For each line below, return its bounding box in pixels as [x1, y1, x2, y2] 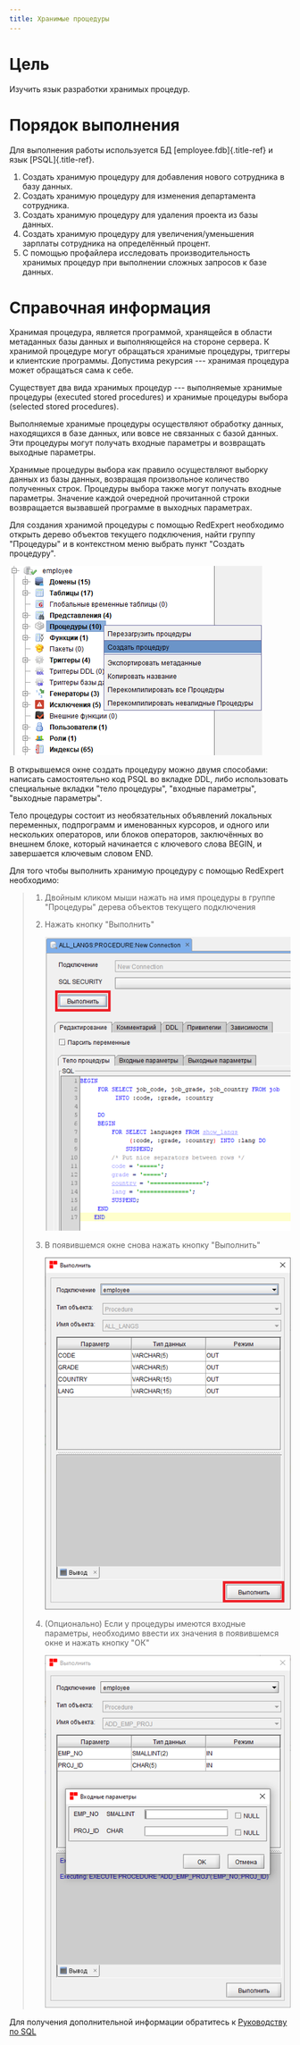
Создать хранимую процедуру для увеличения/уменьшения [21, 228, 254, 239]
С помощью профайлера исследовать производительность [21, 247, 251, 258]
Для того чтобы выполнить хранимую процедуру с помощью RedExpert [9, 865, 284, 876]
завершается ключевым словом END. [9, 848, 154, 859]
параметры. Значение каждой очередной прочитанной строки [9, 492, 250, 504]
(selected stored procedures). [9, 401, 120, 412]
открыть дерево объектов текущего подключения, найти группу [9, 529, 256, 540]
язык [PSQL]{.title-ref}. [9, 154, 96, 164]
